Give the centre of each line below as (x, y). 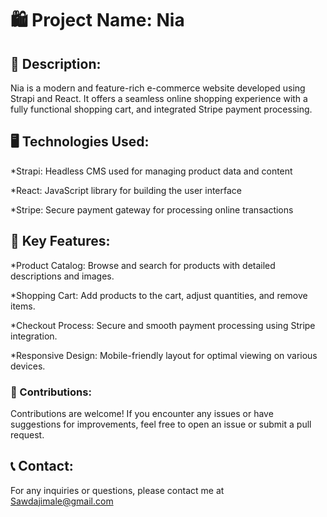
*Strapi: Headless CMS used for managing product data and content (151, 171)
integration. (34, 336)
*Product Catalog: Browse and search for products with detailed (143, 265)
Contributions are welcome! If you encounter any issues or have (142, 413)
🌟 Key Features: (60, 241)
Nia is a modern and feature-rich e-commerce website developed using (158, 88)
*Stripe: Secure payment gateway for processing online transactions (152, 209)
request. (27, 434)
